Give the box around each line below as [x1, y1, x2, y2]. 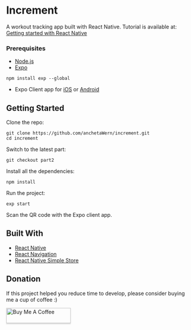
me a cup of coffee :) [6, 296, 58, 303]
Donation [6, 274, 41, 284]
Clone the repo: [6, 119, 44, 126]
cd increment [6, 136, 39, 142]
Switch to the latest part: [6, 146, 66, 153]
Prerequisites [6, 44, 46, 52]
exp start [6, 201, 31, 207]
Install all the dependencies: [6, 168, 75, 175]
